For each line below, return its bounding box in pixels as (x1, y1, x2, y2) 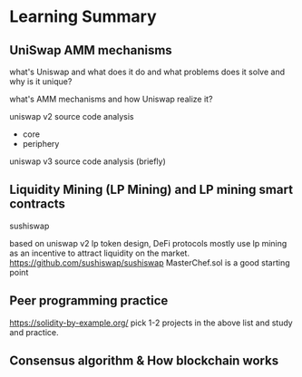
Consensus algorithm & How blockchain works (9, 353, 279, 369)
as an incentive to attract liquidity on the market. (9, 247, 190, 258)
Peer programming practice (9, 293, 169, 309)
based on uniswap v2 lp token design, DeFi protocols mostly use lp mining (9, 237, 287, 248)
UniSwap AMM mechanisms (9, 43, 172, 58)
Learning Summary (9, 6, 157, 27)
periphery (22, 139, 60, 149)
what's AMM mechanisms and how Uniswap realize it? (9, 93, 213, 104)
